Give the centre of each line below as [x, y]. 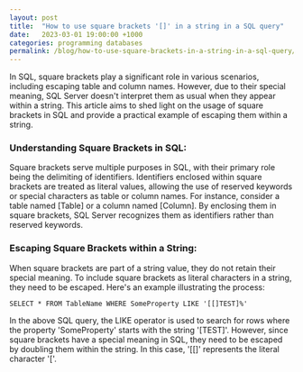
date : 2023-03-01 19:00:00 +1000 [76, 34]
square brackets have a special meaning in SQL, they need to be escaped [146, 340]
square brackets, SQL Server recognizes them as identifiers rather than [142, 215]
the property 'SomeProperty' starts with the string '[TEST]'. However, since [149, 330]
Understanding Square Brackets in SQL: [98, 148]
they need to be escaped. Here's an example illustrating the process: [138, 287]
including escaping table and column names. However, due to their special [147, 86]
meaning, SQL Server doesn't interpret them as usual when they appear [143, 96]
